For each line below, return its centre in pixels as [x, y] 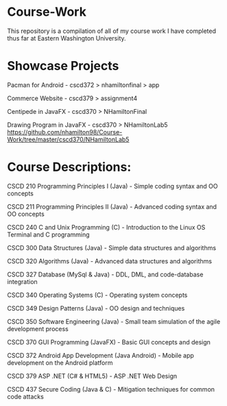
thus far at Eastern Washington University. [67, 38]
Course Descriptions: [69, 167]
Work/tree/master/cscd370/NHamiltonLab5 [68, 139]
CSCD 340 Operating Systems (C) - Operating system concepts [97, 295]
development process [38, 329]
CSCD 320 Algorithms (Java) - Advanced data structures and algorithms [110, 261]
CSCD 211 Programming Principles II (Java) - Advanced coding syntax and [112, 206]
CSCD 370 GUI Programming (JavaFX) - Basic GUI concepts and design [109, 342]
